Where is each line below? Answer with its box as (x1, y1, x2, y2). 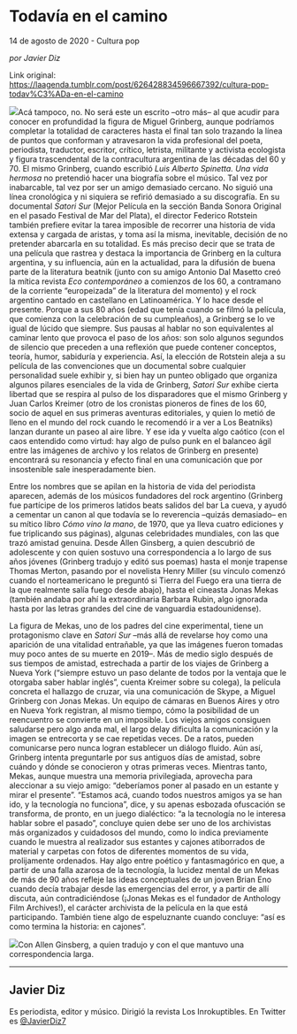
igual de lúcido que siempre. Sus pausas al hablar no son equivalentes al (9, 323, 274, 333)
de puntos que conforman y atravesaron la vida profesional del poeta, (9, 134, 263, 145)
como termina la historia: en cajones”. (9, 921, 147, 931)
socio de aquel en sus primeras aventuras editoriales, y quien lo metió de (9, 407, 276, 417)
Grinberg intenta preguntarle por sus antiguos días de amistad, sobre (9, 752, 261, 762)
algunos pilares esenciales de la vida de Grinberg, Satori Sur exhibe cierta (9, 379, 279, 390)
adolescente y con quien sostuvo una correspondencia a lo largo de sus (9, 547, 272, 557)
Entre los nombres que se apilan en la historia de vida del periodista (9, 480, 256, 492)
